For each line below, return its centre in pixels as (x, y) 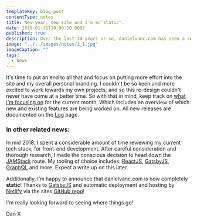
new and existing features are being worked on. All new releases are (89, 108)
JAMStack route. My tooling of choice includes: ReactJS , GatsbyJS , (88, 161)
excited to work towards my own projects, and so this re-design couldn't (94, 90)
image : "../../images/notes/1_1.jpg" (52, 45)
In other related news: (38, 129)
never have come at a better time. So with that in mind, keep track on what (96, 96)
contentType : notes (30, 17)
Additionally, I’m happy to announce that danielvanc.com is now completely (97, 179)
